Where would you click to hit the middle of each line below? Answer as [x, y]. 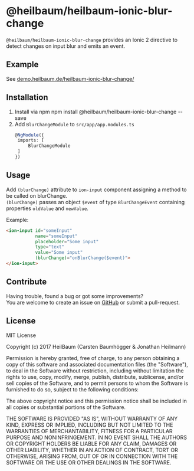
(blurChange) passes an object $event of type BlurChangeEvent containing [96, 202]
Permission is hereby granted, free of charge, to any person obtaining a [93, 358]
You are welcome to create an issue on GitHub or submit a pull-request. [93, 302]
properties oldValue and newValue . [47, 208]
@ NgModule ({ [29, 135]
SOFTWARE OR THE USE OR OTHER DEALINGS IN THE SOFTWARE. [89, 462]
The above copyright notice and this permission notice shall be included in [96, 401]
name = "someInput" [56, 236]
